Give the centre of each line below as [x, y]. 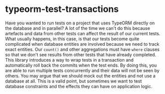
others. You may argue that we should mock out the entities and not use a [81, 76]
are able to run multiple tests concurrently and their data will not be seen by [82, 70]
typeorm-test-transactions [62, 9]
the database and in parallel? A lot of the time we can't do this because [78, 28]
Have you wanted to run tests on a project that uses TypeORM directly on [80, 23]
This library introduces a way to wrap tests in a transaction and [69, 60]
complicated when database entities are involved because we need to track [82, 44]
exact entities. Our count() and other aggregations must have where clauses [82, 49]
